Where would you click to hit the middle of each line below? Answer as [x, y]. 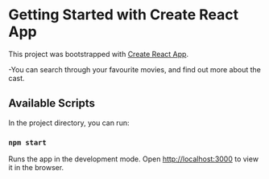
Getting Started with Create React [124, 15]
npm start [27, 142]
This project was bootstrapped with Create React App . [99, 54]
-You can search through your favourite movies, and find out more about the [135, 69]
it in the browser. [36, 168]
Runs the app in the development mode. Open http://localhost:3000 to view [134, 159]
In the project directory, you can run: [69, 123]
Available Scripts [52, 103]
